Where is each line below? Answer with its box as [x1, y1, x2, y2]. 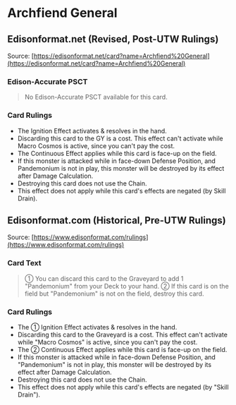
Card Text [7, 258, 42, 268]
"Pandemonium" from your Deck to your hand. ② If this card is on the [24, 282, 229, 290]
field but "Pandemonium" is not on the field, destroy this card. [24, 289, 204, 298]
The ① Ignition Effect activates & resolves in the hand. [17, 323, 178, 331]
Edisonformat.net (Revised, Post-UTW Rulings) [7, 33, 219, 45]
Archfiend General [7, 5, 118, 21]
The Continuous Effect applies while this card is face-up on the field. [17, 149, 217, 157]
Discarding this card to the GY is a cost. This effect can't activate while [17, 134, 223, 143]
